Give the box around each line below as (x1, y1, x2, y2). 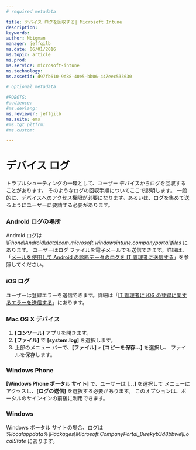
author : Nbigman (6, 36, 46, 41)
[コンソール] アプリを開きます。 (14, 330, 92, 337)
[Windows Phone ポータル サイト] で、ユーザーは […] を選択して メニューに (6, 380, 191, 387)
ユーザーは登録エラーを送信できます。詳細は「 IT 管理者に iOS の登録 (6, 292, 172, 299)
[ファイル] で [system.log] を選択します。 (14, 337, 116, 344)
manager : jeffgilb (6, 41, 51, 47)
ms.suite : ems (6, 116, 41, 122)
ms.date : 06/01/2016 (6, 46, 57, 53)
